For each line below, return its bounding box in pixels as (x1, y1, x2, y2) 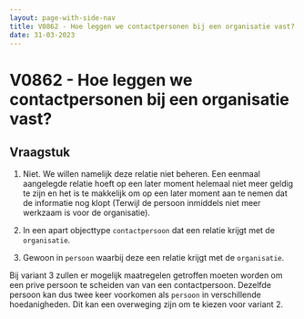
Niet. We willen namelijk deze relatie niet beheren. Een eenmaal (22, 169, 261, 180)
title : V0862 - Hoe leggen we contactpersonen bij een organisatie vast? (9, 22, 296, 31)
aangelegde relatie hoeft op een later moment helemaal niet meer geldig (22, 179, 294, 190)
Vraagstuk (9, 144, 71, 159)
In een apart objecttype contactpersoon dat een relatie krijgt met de (22, 225, 276, 236)
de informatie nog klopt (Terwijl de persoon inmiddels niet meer (22, 198, 261, 209)
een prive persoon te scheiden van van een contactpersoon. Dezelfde (9, 280, 271, 291)
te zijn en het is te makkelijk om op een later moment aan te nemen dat (22, 188, 289, 199)
